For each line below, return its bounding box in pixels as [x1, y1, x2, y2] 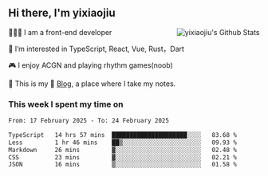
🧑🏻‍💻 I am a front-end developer [8, 27, 112, 37]
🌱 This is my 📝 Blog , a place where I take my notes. [8, 79, 176, 88]
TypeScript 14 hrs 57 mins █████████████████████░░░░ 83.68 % [8, 131, 238, 139]
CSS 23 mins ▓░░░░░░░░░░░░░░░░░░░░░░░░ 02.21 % [8, 153, 238, 162]
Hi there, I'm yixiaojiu [8, 6, 116, 20]
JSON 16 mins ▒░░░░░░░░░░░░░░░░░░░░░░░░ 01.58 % [8, 161, 238, 169]
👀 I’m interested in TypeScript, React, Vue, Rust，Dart [8, 44, 185, 53]
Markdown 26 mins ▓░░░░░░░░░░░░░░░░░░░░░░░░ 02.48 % [8, 146, 238, 154]
